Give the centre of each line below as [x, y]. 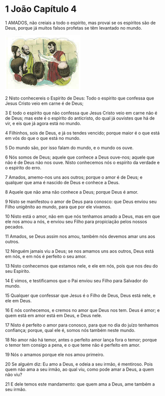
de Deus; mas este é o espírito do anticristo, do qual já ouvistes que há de [80, 118]
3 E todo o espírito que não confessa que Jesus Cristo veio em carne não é [81, 113]
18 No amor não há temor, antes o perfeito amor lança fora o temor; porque [81, 340]
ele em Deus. [18, 300]
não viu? [14, 374]
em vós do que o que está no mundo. [43, 138]
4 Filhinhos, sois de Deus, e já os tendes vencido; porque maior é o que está [82, 133]
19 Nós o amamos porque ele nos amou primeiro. [55, 354]
